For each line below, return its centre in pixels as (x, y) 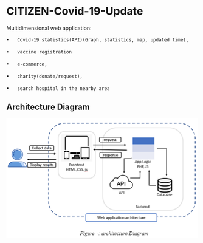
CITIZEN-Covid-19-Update (75, 11)
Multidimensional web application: (49, 28)
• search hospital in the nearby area (58, 88)
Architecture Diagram (48, 107)
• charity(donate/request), (45, 76)
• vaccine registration (39, 52)
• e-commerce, (27, 64)
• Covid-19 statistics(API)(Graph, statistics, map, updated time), (98, 40)
